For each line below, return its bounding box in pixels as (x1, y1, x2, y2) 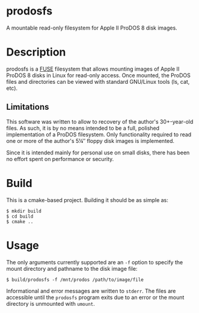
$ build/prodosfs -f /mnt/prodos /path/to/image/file (6, 276, 144, 283)
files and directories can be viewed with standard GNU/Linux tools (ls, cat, (6, 78, 190, 85)
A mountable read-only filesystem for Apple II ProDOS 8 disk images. (6, 24, 177, 31)
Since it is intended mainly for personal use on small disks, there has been (6, 149, 190, 156)
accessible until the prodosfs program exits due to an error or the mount (6, 294, 185, 301)
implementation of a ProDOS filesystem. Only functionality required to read (6, 131, 192, 138)
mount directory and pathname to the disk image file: (6, 265, 138, 272)
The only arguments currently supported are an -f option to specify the (6, 258, 183, 266)
